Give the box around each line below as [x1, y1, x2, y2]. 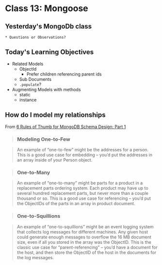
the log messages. [16, 254, 54, 260]
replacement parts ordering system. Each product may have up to [16, 185, 149, 191]
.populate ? [19, 81, 42, 87]
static [19, 91, 31, 97]
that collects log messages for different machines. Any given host [16, 229, 148, 235]
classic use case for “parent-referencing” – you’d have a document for [16, 244, 158, 250]
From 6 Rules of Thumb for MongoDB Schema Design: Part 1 [5, 124, 126, 130]
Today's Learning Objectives [5, 48, 94, 56]
